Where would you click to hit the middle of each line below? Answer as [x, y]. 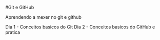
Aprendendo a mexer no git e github [44, 17]
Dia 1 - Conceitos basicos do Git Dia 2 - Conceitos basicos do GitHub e [80, 27]
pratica [13, 32]
